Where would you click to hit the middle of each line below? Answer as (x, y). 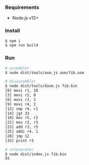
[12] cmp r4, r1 (22, 109)
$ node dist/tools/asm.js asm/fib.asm (44, 72)
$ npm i (13, 41)
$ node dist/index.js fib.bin (36, 154)
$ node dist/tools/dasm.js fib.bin (41, 86)
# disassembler (21, 82)
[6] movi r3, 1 (21, 99)
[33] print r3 (20, 141)
